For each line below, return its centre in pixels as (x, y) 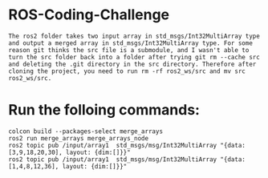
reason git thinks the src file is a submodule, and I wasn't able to (129, 50)
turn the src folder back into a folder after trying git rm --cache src (134, 57)
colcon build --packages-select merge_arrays (85, 131)
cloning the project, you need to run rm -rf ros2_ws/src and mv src (127, 71)
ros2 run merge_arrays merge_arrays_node (79, 138)
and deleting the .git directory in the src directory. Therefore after (132, 64)
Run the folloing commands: (104, 110)
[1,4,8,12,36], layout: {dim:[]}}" (68, 166)
